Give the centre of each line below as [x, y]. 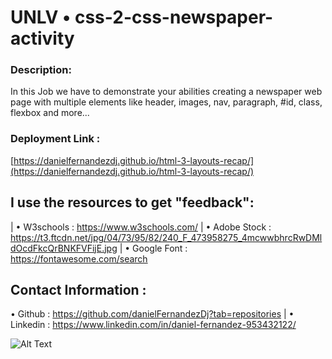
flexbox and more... [50, 113]
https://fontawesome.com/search [79, 258]
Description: [41, 70]
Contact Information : [78, 289]
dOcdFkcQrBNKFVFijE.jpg [64, 248]
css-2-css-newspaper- [174, 17]
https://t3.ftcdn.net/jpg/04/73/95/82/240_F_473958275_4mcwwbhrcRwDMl [166, 237]
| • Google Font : [153, 248]
